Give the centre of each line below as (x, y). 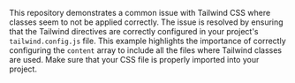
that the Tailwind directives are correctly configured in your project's (134, 31)
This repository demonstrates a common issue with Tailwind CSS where (140, 13)
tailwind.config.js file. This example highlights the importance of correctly (148, 41)
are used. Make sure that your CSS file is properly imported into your (134, 60)
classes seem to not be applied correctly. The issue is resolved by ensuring (147, 22)
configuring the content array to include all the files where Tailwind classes (146, 50)
